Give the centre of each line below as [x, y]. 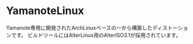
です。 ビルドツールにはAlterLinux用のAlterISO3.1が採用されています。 [96, 35]
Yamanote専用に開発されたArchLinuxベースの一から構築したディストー [92, 28]
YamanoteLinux [45, 11]
